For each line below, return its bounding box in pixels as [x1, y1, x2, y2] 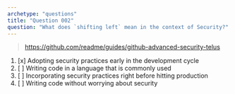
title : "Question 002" [7, 17, 74, 24]
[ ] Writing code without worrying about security [17, 79, 158, 88]
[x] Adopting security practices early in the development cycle [17, 57, 200, 65]
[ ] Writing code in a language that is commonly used [17, 64, 171, 73]
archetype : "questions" [7, 10, 78, 18]
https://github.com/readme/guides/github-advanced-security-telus [24, 43, 221, 52]
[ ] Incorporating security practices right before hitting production [17, 71, 208, 80]
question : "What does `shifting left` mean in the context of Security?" [7, 23, 229, 30]
